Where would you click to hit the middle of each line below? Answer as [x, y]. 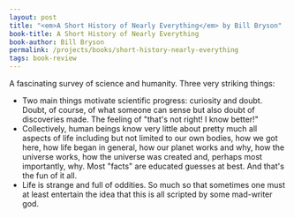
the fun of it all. [49, 176]
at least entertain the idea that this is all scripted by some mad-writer [147, 194]
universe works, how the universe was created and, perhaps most [142, 157]
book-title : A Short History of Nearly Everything [104, 34]
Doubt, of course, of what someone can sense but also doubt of [139, 110]
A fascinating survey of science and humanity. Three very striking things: [142, 83]
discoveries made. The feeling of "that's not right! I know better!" [140, 119]
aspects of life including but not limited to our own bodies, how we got [150, 138]
